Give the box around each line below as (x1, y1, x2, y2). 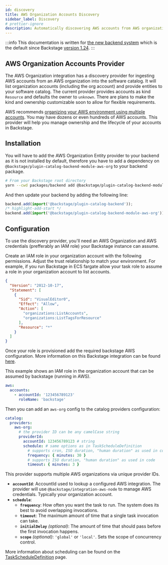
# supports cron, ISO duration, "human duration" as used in (27, 448, 157, 453)
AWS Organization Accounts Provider (5, 59, 125, 68)
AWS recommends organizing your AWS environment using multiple (5, 108, 145, 115)
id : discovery (5, 7, 35, 12)
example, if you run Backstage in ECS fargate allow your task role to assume (5, 263, 162, 269)
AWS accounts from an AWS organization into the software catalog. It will (5, 78, 156, 84)
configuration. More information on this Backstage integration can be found (5, 353, 161, 359)
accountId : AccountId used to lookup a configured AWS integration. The (12, 481, 161, 487)
